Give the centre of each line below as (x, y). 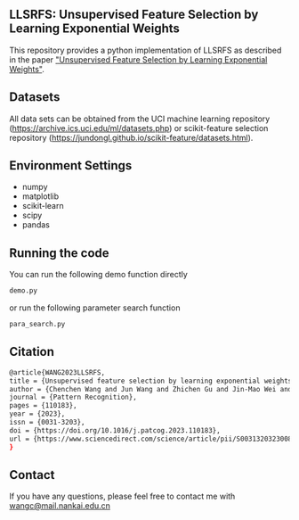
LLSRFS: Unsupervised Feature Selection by (134, 15)
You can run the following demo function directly (99, 275)
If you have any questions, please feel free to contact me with (122, 496)
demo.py (24, 291)
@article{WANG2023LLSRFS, (57, 372)
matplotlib (40, 196)
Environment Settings (71, 165)
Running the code (59, 253)
